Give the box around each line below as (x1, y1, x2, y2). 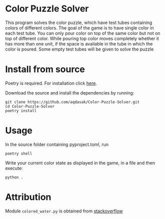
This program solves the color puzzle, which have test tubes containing (5, 19, 152, 25)
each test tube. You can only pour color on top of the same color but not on (5, 30, 161, 36)
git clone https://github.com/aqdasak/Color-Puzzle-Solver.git (5, 99, 140, 104)
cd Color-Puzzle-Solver (5, 103, 55, 109)
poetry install (5, 108, 37, 113)
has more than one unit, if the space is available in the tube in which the (5, 40, 153, 46)
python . (5, 174, 23, 180)
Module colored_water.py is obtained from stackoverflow (5, 208, 123, 214)
